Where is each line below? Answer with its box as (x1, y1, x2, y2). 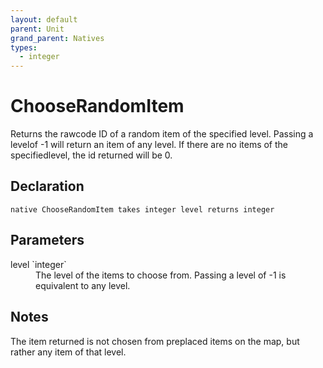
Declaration (10, 178, 85, 195)
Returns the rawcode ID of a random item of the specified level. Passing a (10, 128, 314, 140)
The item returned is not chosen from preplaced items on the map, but (10, 335, 300, 347)
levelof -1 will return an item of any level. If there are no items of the (10, 139, 289, 151)
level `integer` (10, 258, 67, 270)
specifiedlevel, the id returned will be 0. (10, 149, 173, 161)
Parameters (10, 232, 85, 249)
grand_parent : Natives (10, 33, 105, 43)
